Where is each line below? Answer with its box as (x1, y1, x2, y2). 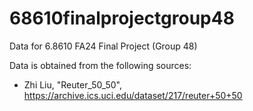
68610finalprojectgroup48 (9, 7, 235, 30)
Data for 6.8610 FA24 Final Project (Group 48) (9, 40, 198, 52)
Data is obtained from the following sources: (9, 59, 192, 71)
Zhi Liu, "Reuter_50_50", (23, 78, 122, 91)
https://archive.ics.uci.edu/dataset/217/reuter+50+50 (23, 89, 243, 101)
